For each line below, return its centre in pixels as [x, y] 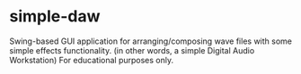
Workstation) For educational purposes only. [91, 60]
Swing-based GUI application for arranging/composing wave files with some [150, 41]
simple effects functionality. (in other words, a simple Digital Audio [132, 50]
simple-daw [55, 16]
